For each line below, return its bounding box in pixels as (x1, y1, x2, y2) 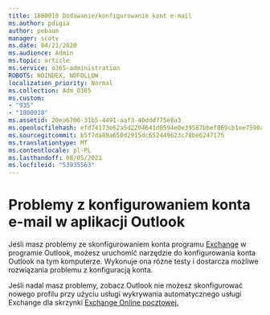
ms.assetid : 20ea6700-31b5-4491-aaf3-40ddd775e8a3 (8, 117, 182, 125)
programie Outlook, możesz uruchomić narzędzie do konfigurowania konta (8, 248, 256, 258)
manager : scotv (8, 34, 59, 43)
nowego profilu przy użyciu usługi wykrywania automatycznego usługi (8, 289, 242, 299)
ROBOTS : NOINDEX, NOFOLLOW (8, 72, 99, 80)
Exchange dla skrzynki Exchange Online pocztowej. (8, 298, 179, 308)
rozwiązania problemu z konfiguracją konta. (8, 265, 153, 275)
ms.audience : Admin (8, 49, 74, 57)
